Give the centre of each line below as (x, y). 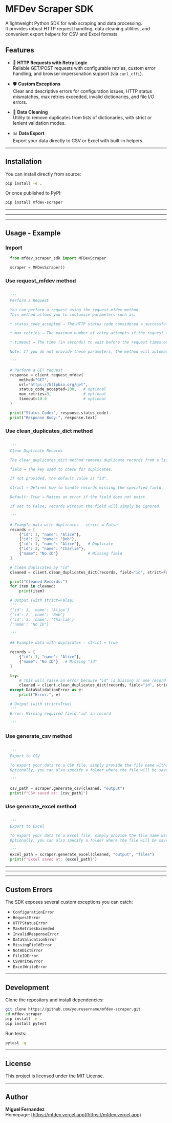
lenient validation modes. (39, 123)
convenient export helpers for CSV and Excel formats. (62, 34)
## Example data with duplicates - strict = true (64, 643)
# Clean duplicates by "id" (40, 567)
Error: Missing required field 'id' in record (60, 713)
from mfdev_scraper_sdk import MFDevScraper (58, 258)
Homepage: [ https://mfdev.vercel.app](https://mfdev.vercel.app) (73, 1115)
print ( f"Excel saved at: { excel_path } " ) (53, 859)
